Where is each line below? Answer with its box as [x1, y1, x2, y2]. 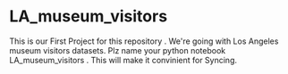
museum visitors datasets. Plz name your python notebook [9, 45, 226, 55]
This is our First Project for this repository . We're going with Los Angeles [9, 36, 279, 46]
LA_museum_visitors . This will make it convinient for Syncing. [9, 54, 237, 65]
